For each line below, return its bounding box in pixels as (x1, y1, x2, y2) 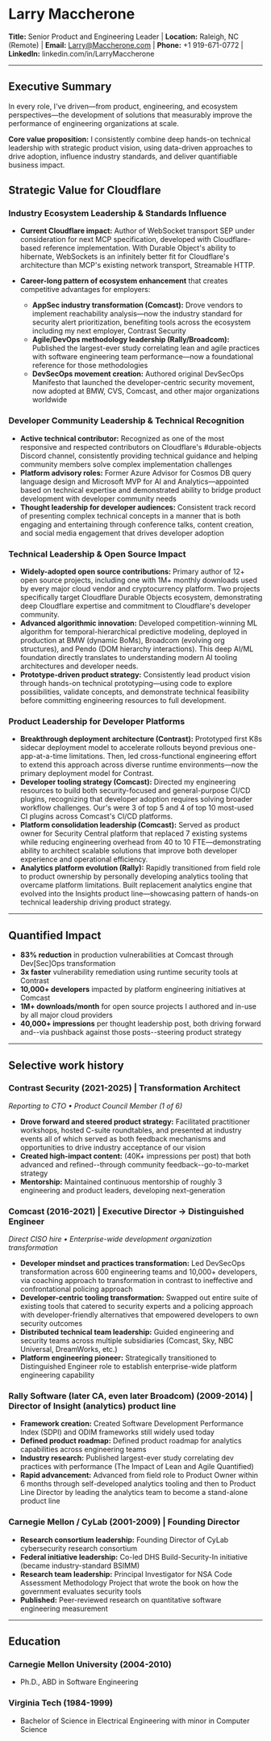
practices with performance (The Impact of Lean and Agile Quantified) (19, 1462, 254, 1472)
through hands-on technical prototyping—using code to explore (19, 679, 232, 688)
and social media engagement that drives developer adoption (19, 527, 224, 538)
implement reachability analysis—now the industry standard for (31, 309, 243, 319)
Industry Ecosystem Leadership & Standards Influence (8, 208, 227, 219)
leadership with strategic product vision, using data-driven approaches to (8, 142, 253, 152)
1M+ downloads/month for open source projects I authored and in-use (19, 1002, 256, 1011)
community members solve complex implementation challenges (19, 459, 232, 469)
